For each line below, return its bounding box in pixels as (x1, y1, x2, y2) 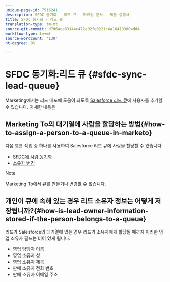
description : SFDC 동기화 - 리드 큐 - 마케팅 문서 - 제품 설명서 (5, 12, 130, 17)
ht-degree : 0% (5, 41, 36, 46)
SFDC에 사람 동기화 (12, 153, 52, 160)
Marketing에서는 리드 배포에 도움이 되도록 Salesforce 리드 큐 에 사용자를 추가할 (5, 97, 163, 104)
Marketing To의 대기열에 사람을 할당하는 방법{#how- (5, 120, 165, 129)
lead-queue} (5, 80, 60, 91)
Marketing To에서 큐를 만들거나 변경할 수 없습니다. (5, 181, 106, 187)
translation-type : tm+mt (5, 21, 58, 27)
